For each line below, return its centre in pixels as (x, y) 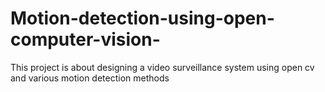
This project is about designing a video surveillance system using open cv (162, 67)
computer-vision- (85, 39)
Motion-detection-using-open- (142, 18)
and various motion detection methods (90, 78)
